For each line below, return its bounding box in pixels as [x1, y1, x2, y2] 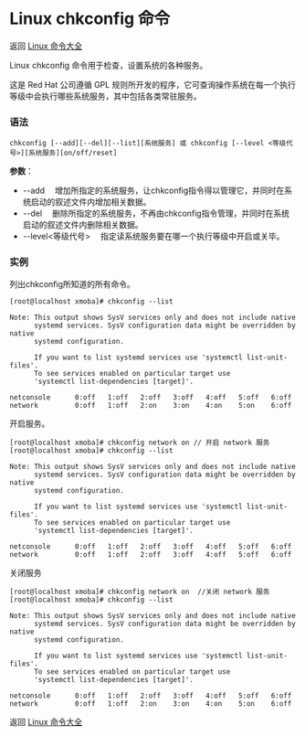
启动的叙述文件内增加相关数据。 [30, 197, 152, 208]
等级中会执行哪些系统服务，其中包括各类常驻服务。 [9, 91, 202, 101]
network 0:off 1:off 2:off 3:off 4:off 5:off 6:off [9, 549, 292, 559]
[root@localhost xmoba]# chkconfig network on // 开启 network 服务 [9, 438, 270, 447]
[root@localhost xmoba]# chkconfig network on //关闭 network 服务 [9, 587, 270, 596]
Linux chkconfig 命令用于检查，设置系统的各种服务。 [9, 59, 208, 70]
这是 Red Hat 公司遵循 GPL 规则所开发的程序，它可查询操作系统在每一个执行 [9, 79, 297, 90]
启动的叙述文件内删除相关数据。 [22, 219, 143, 230]
